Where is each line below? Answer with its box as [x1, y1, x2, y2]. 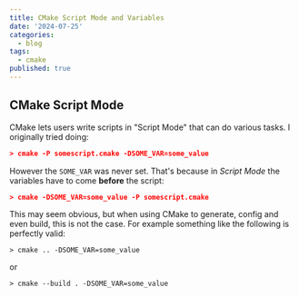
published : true [9, 64, 71, 74]
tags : [9, 47, 30, 56]
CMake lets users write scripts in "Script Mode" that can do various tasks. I [9, 122, 291, 133]
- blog [17, 38, 43, 48]
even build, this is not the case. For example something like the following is [9, 219, 289, 230]
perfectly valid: [9, 228, 66, 239]
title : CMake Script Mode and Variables [9, 13, 165, 23]
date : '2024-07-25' [9, 22, 84, 31]
